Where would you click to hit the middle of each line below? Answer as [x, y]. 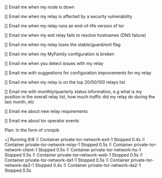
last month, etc [19, 102]
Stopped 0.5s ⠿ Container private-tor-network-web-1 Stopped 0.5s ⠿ [74, 155]
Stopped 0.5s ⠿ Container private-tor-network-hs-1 [89, 150]
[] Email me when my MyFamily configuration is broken [59, 54]
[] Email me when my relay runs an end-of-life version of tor [64, 26]
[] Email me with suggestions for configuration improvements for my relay [78, 73]
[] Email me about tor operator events [42, 121]
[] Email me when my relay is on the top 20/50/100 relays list [65, 82]
